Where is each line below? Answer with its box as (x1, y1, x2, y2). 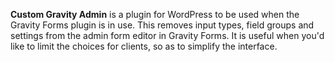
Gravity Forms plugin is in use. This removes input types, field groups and (10, 19, 315, 31)
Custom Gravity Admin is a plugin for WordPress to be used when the (10, 9, 300, 20)
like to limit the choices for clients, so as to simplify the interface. (10, 40, 278, 52)
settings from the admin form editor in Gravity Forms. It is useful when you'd (10, 30, 325, 41)
